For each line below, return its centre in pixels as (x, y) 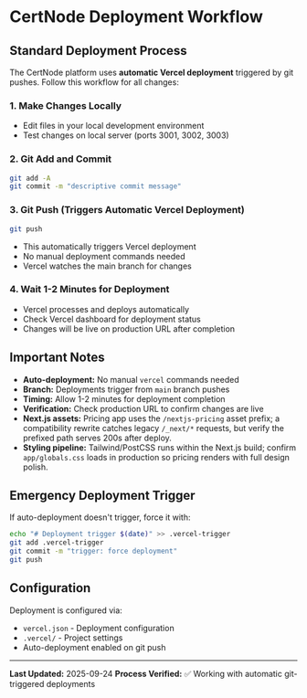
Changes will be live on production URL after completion (129, 328)
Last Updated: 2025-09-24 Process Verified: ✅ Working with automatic (146, 673)
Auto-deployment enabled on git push (94, 647)
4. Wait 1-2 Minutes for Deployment (90, 290)
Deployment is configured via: (66, 610)
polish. (35, 467)
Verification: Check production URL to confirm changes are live (143, 408)
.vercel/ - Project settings (73, 638)
